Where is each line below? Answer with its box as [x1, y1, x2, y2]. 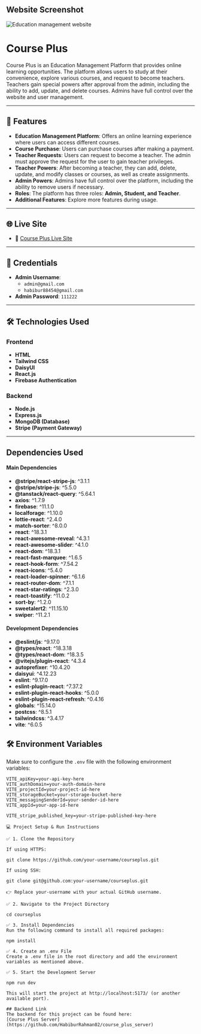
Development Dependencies [6, 625, 79, 632]
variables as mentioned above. [6, 958, 84, 964]
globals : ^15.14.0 [14, 701, 56, 709]
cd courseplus [6, 911, 42, 918]
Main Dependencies [6, 464, 57, 471]
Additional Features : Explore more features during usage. [14, 196, 159, 203]
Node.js [14, 405, 35, 412]
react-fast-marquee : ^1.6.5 [14, 554, 83, 561]
